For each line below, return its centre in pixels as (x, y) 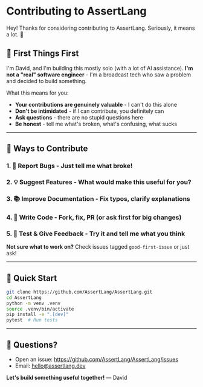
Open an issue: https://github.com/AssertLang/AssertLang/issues (97, 359)
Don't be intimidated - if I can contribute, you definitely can (89, 111)
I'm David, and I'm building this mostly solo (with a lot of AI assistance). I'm (100, 68)
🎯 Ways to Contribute (47, 149)
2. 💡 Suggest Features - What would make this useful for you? (99, 182)
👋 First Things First (43, 54)
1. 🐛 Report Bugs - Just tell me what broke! (69, 166)
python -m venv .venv (34, 303)
